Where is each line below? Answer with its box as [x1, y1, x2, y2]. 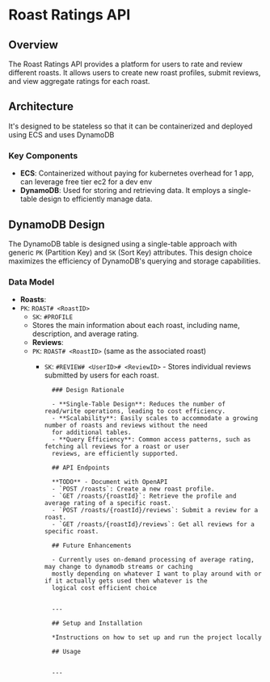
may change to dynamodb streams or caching [44, 563, 193, 571]
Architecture [8, 99, 74, 114]
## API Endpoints [51, 464, 111, 472]
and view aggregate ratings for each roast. [8, 77, 150, 86]
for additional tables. [51, 428, 132, 437]
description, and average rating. [32, 329, 139, 339]
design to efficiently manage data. [39, 194, 153, 204]
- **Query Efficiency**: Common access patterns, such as [51, 436, 251, 444]
